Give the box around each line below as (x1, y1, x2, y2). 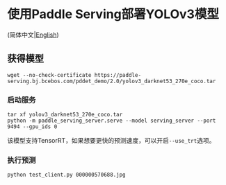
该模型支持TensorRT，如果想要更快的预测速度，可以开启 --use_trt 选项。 (7, 136, 216, 145)
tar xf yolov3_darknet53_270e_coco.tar (7, 112, 123, 118)
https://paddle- (94, 71, 141, 78)
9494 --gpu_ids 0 (7, 123, 58, 130)
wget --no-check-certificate (7, 71, 92, 78)
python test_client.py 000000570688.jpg (7, 171, 127, 179)
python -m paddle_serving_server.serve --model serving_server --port (7, 117, 216, 125)
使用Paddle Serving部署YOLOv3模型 (7, 6, 219, 22)
